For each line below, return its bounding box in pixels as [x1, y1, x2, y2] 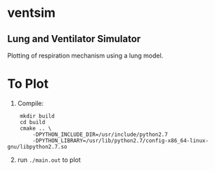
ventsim [7, 5, 56, 21]
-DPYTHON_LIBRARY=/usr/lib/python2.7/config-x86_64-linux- [32, 137, 209, 144]
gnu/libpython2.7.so [7, 143, 68, 150]
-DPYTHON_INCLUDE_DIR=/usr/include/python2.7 [32, 131, 169, 138]
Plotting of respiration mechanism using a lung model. [7, 51, 164, 60]
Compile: [17, 99, 44, 107]
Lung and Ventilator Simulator [7, 33, 141, 45]
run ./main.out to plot [17, 156, 81, 164]
